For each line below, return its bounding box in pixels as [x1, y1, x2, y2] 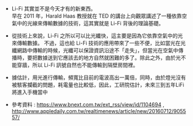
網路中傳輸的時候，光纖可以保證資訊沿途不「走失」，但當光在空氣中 [16, 47, 178, 54]
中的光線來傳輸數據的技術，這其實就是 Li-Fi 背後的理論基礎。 [16, 20, 164, 26]
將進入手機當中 [11, 88, 48, 96]
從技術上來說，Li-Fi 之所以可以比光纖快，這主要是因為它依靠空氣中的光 [11, 32, 183, 39]
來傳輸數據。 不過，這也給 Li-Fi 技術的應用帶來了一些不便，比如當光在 [11, 40, 181, 46]
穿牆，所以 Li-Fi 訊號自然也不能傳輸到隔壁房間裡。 [16, 62, 139, 69]
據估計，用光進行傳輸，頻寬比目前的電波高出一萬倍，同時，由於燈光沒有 [11, 74, 186, 81]
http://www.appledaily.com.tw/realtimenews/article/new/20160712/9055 [11, 108, 186, 114]
